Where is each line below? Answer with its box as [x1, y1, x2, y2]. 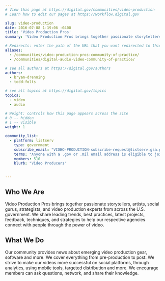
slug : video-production [5, 21, 54, 26]
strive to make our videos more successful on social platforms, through [5, 259, 149, 265]
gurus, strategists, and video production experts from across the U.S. [5, 206, 145, 212]
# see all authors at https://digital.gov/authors [5, 66, 111, 71]
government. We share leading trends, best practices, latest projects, [5, 211, 145, 217]
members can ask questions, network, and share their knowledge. [5, 270, 139, 276]
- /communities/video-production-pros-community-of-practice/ [9, 52, 139, 57]
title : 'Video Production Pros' [5, 30, 71, 35]
